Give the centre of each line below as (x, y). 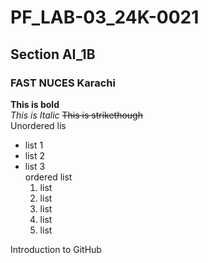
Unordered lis (38, 125)
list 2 (35, 155)
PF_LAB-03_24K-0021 (105, 17)
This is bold (35, 104)
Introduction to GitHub (56, 249)
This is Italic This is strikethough (76, 115)
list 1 (34, 145)
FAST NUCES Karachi (63, 83)
